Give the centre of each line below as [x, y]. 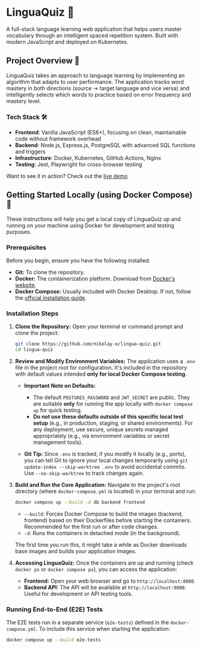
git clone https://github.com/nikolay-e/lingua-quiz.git [88, 344]
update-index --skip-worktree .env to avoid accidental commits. [105, 467]
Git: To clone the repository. [50, 272]
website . [26, 285]
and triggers [30, 152]
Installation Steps [33, 314]
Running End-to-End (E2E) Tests [55, 609]
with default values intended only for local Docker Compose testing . [101, 374]
